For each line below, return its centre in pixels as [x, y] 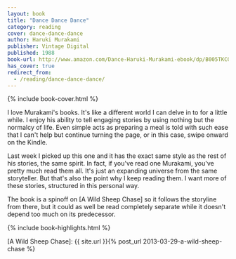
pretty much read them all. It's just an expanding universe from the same [112, 171]
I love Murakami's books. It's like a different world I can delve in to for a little [117, 112]
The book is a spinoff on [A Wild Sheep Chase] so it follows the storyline [112, 199]
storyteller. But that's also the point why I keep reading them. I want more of [117, 178]
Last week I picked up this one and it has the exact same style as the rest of [117, 156]
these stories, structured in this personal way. [73, 186]
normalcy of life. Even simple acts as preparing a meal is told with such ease [118, 128]
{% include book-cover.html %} [53, 99]
